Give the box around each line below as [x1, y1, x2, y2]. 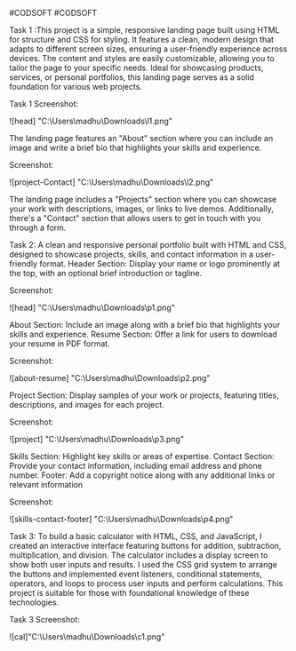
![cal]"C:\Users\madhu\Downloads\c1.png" [9, 631, 165, 642]
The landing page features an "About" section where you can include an [9, 133, 274, 143]
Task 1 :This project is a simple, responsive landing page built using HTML [9, 25, 280, 35]
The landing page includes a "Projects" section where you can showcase [9, 195, 277, 204]
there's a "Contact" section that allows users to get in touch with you [9, 213, 261, 223]
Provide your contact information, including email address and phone [9, 461, 262, 471]
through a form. [9, 222, 67, 233]
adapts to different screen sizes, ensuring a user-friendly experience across [9, 44, 288, 54]
